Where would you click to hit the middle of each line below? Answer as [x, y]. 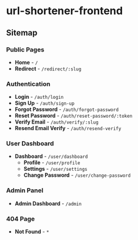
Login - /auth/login [39, 97]
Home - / [26, 62]
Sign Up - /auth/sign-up [45, 103]
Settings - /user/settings [55, 169]
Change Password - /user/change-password [77, 175]
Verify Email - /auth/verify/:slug [57, 122]
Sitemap [22, 33]
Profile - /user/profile [52, 163]
